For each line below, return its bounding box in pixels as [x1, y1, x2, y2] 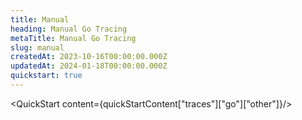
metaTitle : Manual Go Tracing [10, 33, 137, 43]
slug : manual [10, 42, 65, 53]
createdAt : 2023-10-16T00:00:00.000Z [10, 52, 168, 62]
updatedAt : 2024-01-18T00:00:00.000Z [10, 61, 168, 71]
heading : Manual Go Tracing [10, 24, 128, 34]
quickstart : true [10, 71, 83, 81]
